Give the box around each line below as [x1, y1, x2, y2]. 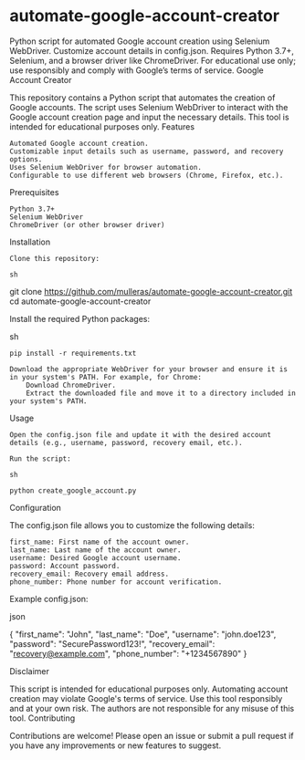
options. [9, 154, 43, 164]
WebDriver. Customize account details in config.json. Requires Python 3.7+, [9, 45, 294, 56]
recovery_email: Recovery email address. [9, 569, 170, 578]
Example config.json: [9, 593, 89, 604]
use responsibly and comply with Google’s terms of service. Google [9, 65, 264, 76]
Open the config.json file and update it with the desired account [9, 430, 272, 439]
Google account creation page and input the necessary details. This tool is [9, 111, 289, 122]
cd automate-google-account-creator [9, 296, 152, 307]
